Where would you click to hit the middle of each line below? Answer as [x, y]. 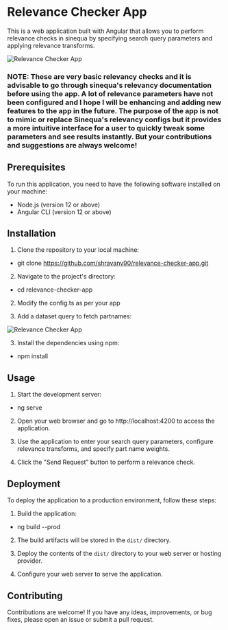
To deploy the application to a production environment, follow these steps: [112, 500]
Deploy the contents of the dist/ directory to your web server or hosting [119, 554]
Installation [31, 234]
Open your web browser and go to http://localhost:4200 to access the [116, 421]
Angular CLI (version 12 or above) [64, 212]
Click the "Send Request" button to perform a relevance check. [106, 462]
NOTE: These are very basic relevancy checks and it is [99, 76]
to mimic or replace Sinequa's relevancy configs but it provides [114, 119]
